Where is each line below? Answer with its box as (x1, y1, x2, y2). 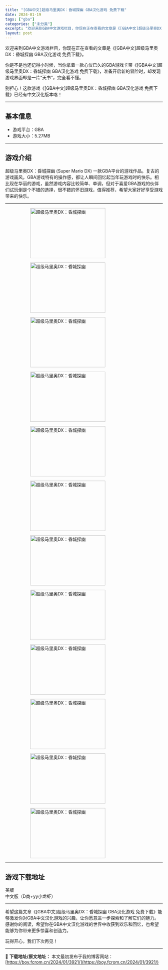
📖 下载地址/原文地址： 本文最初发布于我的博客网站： (5, 953, 113, 959)
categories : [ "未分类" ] (5, 21, 52, 27)
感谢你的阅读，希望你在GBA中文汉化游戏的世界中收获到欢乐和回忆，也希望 (5, 921, 159, 927)
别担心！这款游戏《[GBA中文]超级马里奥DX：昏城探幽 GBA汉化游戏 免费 (5, 85, 153, 91)
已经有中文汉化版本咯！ (13, 91, 62, 97)
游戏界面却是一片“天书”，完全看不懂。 (5, 75, 84, 80)
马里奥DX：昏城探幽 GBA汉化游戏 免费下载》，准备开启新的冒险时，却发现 (9, 68, 161, 74)
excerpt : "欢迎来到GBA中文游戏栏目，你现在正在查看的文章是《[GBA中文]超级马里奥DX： (5, 26, 165, 31)
